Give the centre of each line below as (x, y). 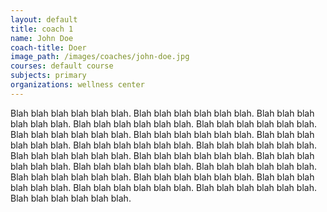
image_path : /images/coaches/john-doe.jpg (100, 57)
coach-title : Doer (48, 47)
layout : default (44, 19)
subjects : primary (48, 76)
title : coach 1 (42, 29)
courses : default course (62, 66)
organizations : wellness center (77, 85)
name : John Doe (42, 38)
